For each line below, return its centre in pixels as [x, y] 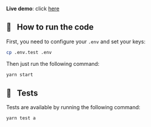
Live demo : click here [33, 9]
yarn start [20, 74]
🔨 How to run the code [50, 27]
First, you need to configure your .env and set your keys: [76, 42]
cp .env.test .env [29, 52]
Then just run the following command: [53, 63]
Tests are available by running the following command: [73, 107]
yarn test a [21, 118]
